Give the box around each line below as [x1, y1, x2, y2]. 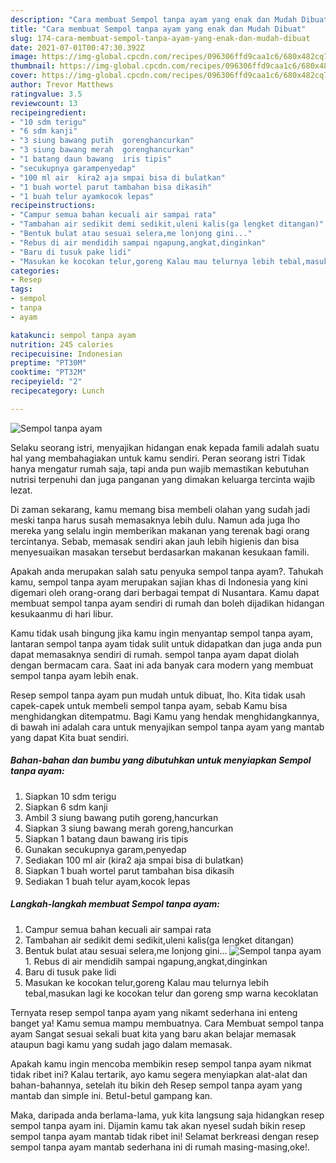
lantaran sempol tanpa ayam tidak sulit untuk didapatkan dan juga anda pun [10, 637, 322, 650]
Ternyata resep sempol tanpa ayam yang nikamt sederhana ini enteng [10, 1006, 298, 1018]
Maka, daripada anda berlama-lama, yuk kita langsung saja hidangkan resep [10, 1109, 325, 1121]
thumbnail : [10, 61, 56, 71]
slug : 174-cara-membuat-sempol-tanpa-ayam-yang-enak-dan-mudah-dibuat [10, 33, 311, 43]
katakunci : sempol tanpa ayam [10, 330, 137, 340]
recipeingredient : [10, 107, 87, 118]
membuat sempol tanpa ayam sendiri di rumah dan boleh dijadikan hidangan [10, 597, 325, 609]
